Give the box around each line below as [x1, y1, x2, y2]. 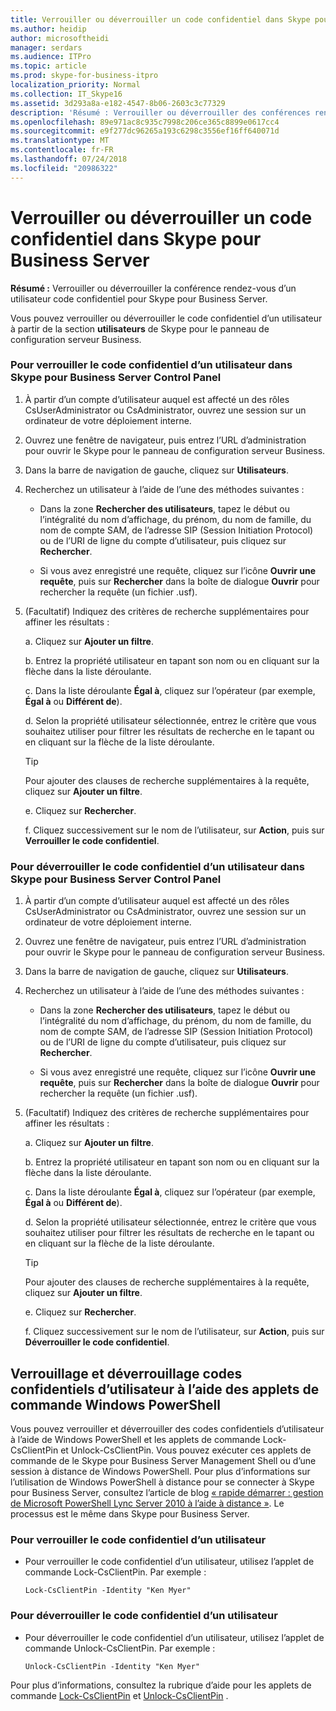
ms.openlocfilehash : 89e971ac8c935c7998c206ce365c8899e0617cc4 [10, 117, 280, 127]
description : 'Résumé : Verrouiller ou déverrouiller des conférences [10, 107, 311, 118]
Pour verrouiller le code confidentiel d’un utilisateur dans [10, 358, 293, 372]
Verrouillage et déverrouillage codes [10, 1365, 243, 1382]
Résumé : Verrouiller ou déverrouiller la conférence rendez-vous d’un [10, 282, 297, 294]
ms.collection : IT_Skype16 [10, 89, 123, 99]
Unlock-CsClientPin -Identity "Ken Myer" [24, 1661, 200, 1671]
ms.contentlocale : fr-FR [10, 145, 114, 155]
